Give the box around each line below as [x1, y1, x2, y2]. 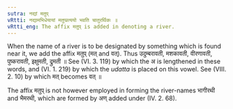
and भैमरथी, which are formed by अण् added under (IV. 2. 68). [7, 94, 177, 103]
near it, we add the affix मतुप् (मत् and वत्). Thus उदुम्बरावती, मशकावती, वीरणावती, [7, 49, 213, 58]
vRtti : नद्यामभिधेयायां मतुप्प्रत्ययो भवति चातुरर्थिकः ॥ [7, 17, 118, 24]
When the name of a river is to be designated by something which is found [7, 42, 222, 51]
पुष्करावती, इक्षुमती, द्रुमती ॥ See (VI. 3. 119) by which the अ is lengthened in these [7, 57, 221, 66]
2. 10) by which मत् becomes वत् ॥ [7, 72, 102, 81]
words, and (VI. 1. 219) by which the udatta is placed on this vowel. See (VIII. [7, 65, 227, 74]
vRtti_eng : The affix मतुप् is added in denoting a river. [7, 23, 175, 30]
